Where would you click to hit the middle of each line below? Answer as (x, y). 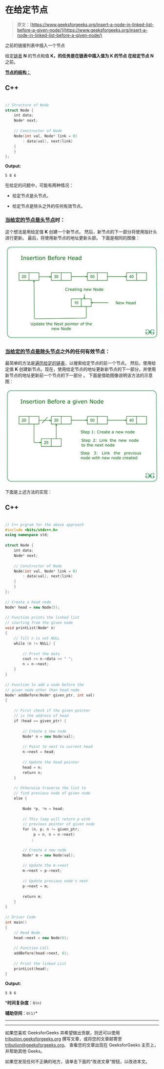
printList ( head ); (31, 969)
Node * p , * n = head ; (43, 808)
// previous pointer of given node (59, 824)
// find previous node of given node (52, 793)
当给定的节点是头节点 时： (35, 220)
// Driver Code (20, 917)
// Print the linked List (40, 964)
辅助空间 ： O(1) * (21, 1013)
